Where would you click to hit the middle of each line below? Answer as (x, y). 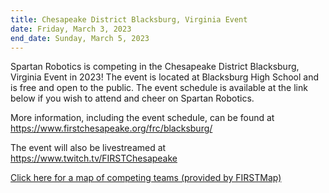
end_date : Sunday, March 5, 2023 (80, 38)
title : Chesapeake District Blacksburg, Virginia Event (129, 19)
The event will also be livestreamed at (88, 148)
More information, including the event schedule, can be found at (142, 118)
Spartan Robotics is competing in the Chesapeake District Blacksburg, (155, 67)
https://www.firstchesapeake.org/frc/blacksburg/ (111, 128)
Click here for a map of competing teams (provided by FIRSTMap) (146, 178)
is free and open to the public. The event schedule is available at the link (159, 88)
